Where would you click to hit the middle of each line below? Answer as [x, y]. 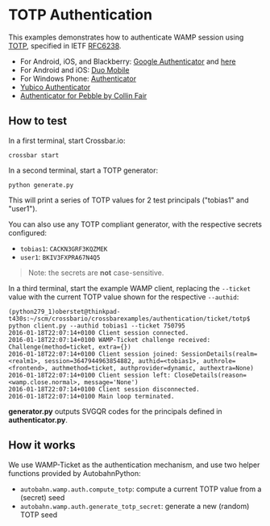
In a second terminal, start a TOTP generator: [83, 170]
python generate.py [41, 185]
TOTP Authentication [81, 15]
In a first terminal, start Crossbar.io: [67, 140]
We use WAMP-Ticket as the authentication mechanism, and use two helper [134, 465]
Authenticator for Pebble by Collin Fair [83, 95]
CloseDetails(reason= [211, 375]
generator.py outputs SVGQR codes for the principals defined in [116, 411]
